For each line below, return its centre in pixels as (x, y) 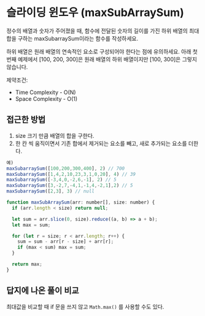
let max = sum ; (31, 225)
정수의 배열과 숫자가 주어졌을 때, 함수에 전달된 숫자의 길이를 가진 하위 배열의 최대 (103, 31)
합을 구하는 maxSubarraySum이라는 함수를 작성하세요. (72, 38)
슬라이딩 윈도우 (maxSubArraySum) (95, 13)
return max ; (27, 264)
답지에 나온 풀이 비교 (43, 290)
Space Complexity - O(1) (46, 98)
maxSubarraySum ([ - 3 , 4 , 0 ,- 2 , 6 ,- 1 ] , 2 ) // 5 (61, 180)
